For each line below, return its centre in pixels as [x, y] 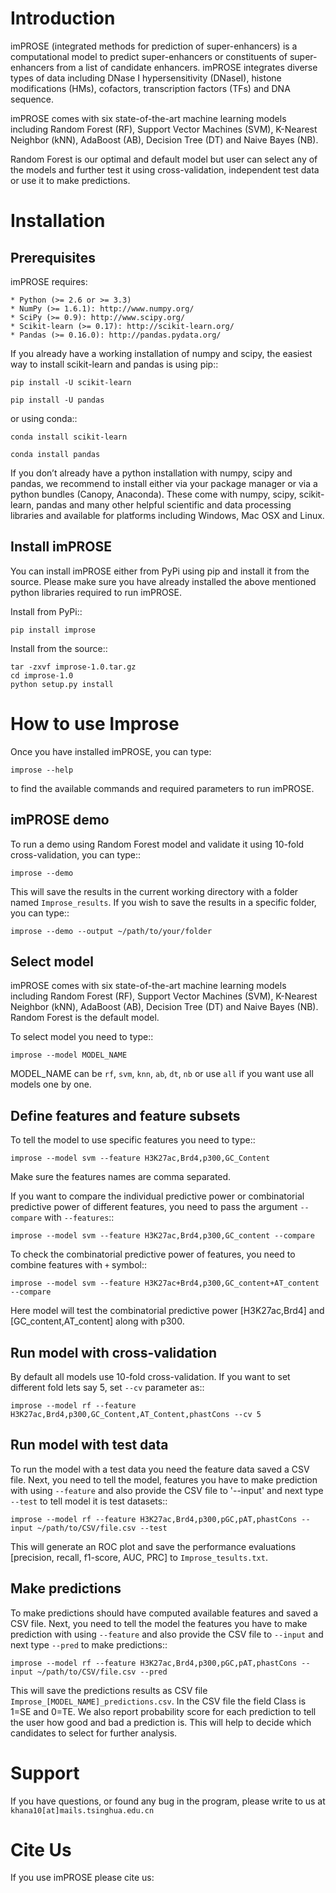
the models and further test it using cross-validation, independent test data [165, 169]
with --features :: [79, 1218]
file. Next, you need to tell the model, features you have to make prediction [164, 1479]
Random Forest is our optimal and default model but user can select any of [164, 159]
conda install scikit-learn [69, 437]
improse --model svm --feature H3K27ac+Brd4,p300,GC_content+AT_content [165, 1283]
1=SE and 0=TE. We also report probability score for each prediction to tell [163, 1711]
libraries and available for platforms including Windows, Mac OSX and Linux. [167, 515]
